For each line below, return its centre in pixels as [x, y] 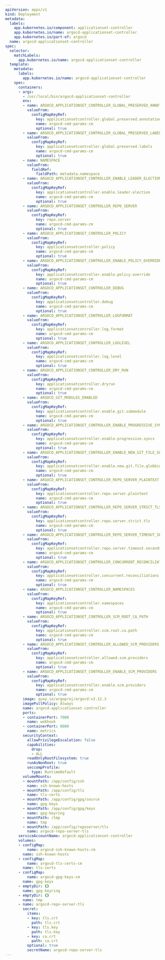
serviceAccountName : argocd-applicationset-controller [75, 836]
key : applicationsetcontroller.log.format [80, 329]
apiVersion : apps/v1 [26, 10]
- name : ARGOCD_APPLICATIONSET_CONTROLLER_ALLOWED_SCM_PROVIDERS [91, 644]
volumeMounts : [37, 776]
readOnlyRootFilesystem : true [58, 758]
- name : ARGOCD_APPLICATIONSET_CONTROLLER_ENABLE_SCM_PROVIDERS [90, 672]
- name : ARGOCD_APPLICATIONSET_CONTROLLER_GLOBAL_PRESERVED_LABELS [93, 133]
